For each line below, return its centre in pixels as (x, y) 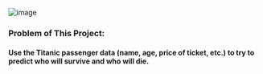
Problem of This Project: (57, 33)
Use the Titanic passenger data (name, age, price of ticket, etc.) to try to (131, 52)
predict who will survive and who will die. (79, 61)
